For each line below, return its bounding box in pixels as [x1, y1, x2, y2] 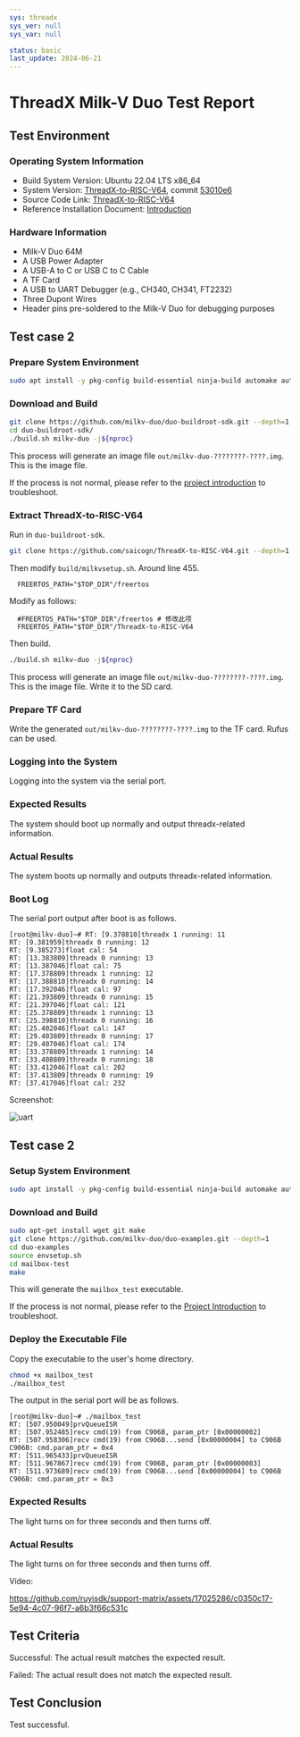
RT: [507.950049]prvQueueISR [9, 1420, 118, 1430]
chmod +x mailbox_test [9, 1371, 94, 1380]
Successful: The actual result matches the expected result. [9, 1652, 226, 1663]
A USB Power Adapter [21, 256, 104, 266]
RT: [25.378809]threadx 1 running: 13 [9, 1009, 154, 1018]
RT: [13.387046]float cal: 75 [9, 961, 122, 970]
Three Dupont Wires [21, 294, 97, 305]
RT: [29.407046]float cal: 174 [9, 1040, 126, 1049]
